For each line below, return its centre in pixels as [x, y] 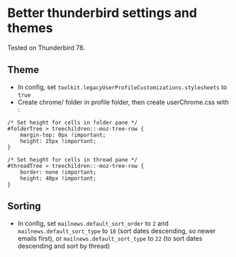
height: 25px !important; [58, 141]
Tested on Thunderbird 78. [46, 47]
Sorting [24, 206]
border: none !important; [58, 172]
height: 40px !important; [58, 178]
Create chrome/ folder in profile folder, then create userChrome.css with [123, 102]
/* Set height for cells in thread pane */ [73, 160]
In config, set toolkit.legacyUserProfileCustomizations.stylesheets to [122, 87]
